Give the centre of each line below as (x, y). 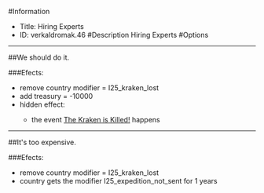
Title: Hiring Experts (51, 26)
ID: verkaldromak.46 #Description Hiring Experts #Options (114, 35)
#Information (29, 11)
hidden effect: (42, 104)
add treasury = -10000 (56, 96)
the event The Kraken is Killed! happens (96, 120)
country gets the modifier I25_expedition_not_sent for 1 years (118, 181)
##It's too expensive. (42, 142)
